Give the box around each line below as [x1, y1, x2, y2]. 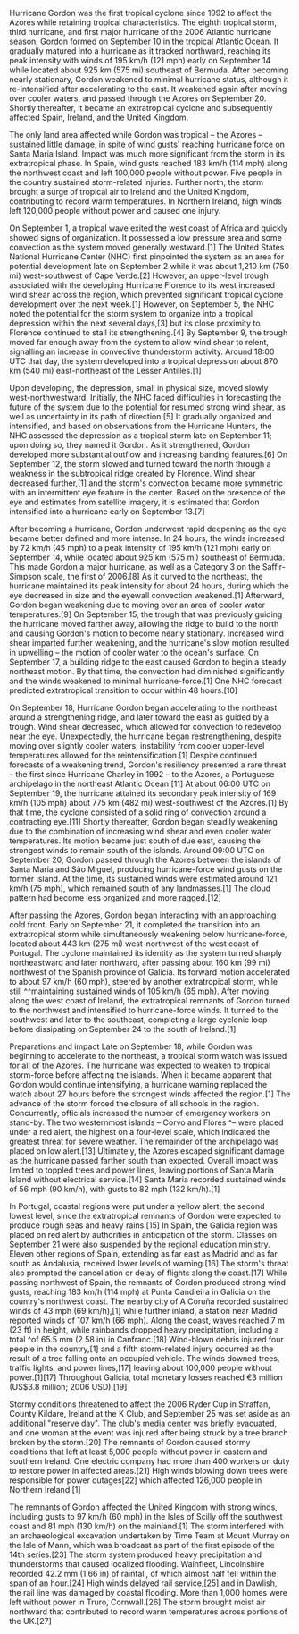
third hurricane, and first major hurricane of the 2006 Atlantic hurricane [9, 27, 272, 37]
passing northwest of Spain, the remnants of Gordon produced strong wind [9, 1277, 287, 1287]
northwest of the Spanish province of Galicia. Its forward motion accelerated [9, 967, 291, 978]
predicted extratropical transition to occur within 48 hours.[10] [9, 685, 238, 696]
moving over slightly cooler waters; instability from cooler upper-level [9, 741, 265, 750]
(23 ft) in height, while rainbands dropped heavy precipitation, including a [9, 1325, 279, 1335]
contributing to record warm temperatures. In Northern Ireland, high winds [9, 196, 283, 207]
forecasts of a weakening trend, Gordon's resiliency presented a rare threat [9, 759, 287, 770]
